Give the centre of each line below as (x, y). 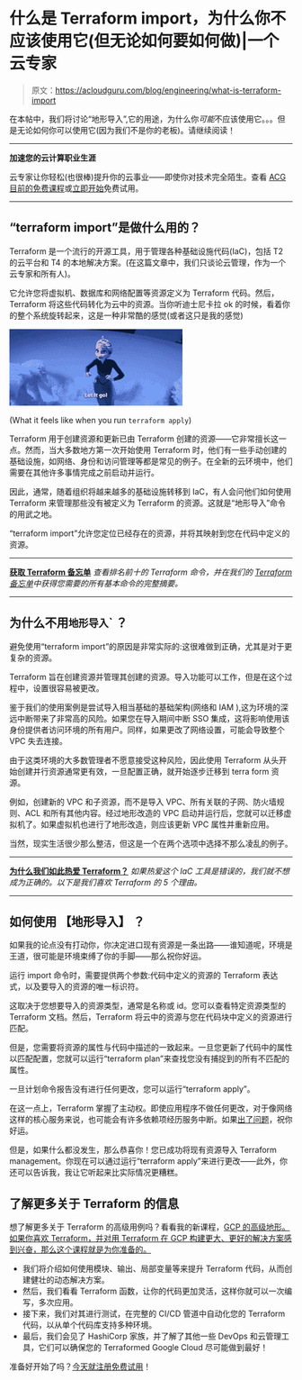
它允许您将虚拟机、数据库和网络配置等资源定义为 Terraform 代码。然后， (144, 293)
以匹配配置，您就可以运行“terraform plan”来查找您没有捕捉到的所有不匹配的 (150, 1058)
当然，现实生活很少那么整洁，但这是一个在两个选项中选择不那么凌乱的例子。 (151, 843)
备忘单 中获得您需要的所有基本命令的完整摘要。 (96, 583)
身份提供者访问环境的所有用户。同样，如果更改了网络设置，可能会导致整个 (147, 730)
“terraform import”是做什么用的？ (105, 227)
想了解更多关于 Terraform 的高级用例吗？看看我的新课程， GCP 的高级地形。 (150, 1227)
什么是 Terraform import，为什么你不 (148, 18)
